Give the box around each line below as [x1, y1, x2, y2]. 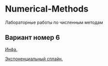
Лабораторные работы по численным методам [5, 19, 103, 25]
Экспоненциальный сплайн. [5, 56, 63, 62]
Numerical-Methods [5, 3, 89, 15]
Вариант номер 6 [5, 33, 60, 42]
